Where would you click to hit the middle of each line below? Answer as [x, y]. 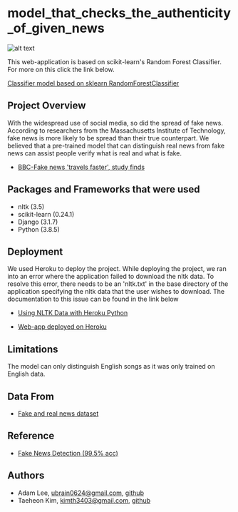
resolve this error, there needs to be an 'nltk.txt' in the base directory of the [118, 284]
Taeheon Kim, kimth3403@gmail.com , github [84, 500]
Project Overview [47, 106]
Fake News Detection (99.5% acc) [68, 453]
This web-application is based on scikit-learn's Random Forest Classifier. [115, 61]
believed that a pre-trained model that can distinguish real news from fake [116, 145]
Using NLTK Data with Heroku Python [73, 313]
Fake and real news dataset [58, 414]
